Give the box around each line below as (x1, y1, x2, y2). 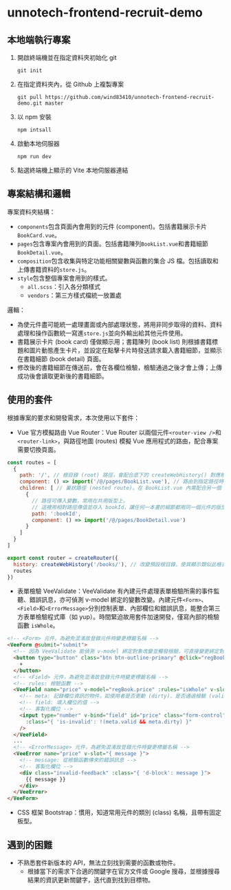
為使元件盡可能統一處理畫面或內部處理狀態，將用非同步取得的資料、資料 (16, 320, 222, 328)
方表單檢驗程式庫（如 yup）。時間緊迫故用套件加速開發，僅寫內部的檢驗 (16, 613, 220, 621)
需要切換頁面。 (16, 445, 60, 453)
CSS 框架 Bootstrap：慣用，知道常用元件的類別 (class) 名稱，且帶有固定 (16, 808, 222, 816)
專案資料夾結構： (7, 208, 56, 216)
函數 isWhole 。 (16, 621, 59, 630)
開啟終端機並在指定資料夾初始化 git (16, 54, 117, 61)
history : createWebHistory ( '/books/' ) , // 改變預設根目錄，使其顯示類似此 (13, 561, 217, 568)
